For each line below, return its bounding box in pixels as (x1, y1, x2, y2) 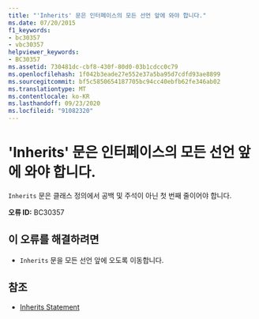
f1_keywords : (8, 26, 51, 34)
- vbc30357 (8, 41, 44, 49)
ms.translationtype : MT (8, 84, 87, 93)
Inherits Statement (19, 302, 81, 312)
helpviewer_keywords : (8, 48, 80, 56)
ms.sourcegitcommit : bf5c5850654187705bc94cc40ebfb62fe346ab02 (8, 77, 221, 85)
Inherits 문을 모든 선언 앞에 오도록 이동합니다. (19, 255, 164, 265)
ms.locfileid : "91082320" (8, 107, 93, 115)
